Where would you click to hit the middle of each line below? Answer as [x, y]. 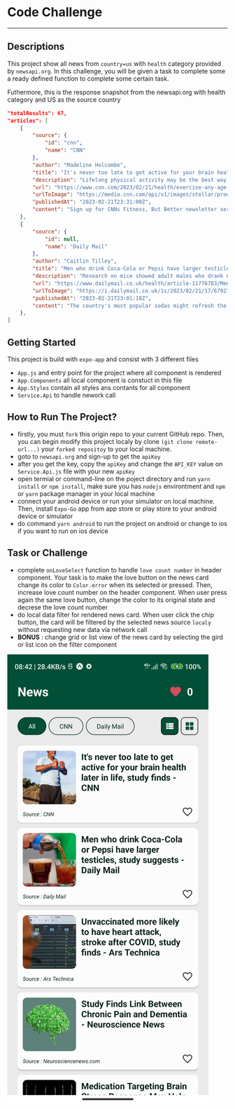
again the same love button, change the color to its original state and [116, 600]
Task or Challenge [48, 553]
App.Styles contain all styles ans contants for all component [104, 387]
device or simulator [45, 516]
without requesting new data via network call [82, 629]
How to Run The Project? [62, 417]
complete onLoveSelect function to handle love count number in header [120, 570]
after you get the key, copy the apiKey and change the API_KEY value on [120, 464]
